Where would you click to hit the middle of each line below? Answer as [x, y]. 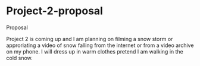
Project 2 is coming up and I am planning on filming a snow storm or [90, 39]
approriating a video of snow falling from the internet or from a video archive [100, 45]
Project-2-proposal [54, 11]
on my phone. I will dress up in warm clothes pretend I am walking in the [95, 51]
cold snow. [19, 58]
